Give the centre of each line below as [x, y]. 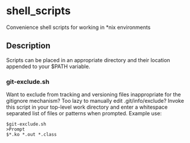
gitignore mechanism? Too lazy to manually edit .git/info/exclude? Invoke [95, 101]
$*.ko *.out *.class [32, 135]
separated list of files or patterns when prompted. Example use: [84, 113]
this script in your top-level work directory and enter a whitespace [87, 107]
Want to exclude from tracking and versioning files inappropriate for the [94, 95]
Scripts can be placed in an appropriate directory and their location [88, 60]
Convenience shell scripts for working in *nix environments [78, 27]
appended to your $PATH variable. [48, 66]
